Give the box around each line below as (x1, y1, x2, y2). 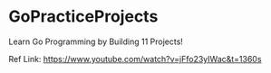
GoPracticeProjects (8, 6, 159, 27)
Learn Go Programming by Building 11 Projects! (8, 36, 183, 47)
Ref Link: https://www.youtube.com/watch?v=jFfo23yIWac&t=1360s (8, 53, 262, 64)
